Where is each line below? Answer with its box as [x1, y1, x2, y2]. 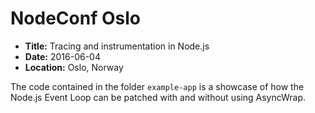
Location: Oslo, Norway [24, 61, 124, 73]
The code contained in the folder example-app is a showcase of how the [10, 80, 305, 92]
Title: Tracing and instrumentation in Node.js [24, 40, 210, 52]
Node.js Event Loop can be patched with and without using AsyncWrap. [10, 91, 307, 103]
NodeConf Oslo [10, 7, 141, 30]
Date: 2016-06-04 [24, 50, 101, 62]
